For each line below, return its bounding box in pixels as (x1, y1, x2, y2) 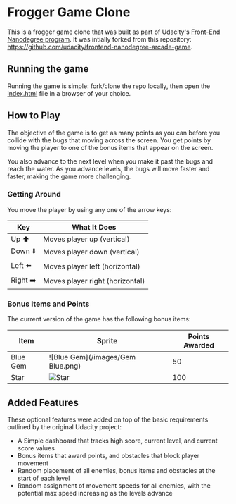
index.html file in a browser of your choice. (7, 89, 131, 97)
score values (17, 443, 55, 452)
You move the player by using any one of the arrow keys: (7, 205, 172, 214)
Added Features (7, 396, 79, 409)
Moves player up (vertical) (43, 234, 130, 244)
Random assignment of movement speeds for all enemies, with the (17, 481, 211, 490)
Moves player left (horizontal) (43, 262, 140, 271)
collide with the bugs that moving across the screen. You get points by (7, 135, 211, 145)
